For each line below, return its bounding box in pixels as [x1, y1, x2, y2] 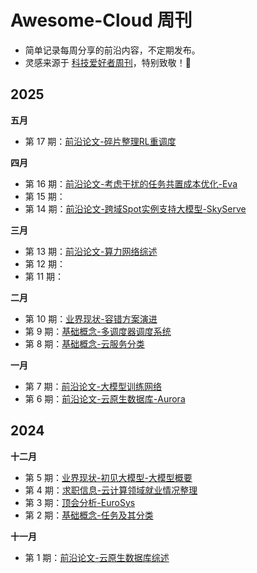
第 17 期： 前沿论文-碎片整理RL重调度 [24, 135, 177, 147]
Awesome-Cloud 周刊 [10, 9, 193, 32]
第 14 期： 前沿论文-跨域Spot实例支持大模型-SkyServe [24, 202, 247, 215]
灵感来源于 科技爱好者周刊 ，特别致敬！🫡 [24, 56, 192, 68]
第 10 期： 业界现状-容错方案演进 [24, 312, 158, 325]
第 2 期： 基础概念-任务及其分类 [24, 509, 154, 521]
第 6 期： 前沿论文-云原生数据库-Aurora [24, 392, 186, 405]
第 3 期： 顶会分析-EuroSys [24, 496, 136, 508]
